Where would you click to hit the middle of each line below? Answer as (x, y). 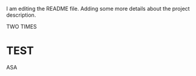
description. (21, 15)
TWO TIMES (22, 27)
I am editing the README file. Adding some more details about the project (98, 9)
